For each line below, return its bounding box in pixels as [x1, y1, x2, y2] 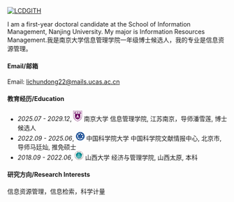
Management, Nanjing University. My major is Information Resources [7, 28, 205, 36]
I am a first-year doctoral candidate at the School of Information [7, 20, 191, 28]
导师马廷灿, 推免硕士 [17, 143, 77, 151]
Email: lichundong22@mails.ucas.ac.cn [7, 77, 120, 86]
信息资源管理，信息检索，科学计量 [7, 187, 105, 196]
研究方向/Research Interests [7, 171, 91, 179]
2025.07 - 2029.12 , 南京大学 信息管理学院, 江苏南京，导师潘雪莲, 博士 [17, 115, 228, 123]
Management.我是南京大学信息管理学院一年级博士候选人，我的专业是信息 [7, 36, 219, 44]
